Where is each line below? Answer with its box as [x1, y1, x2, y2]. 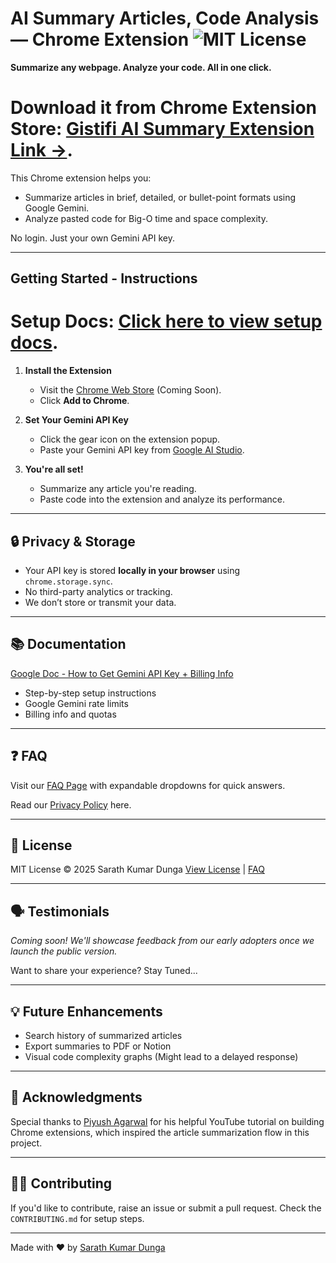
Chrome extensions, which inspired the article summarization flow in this [10, 1126, 310, 1138]
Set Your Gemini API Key [24, 414, 129, 426]
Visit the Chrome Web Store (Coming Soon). [39, 384, 222, 396]
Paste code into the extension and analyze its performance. [39, 493, 286, 506]
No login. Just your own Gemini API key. [10, 232, 176, 244]
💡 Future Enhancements [10, 1003, 163, 1020]
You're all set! [24, 463, 84, 476]
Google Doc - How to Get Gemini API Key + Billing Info [10, 667, 234, 679]
